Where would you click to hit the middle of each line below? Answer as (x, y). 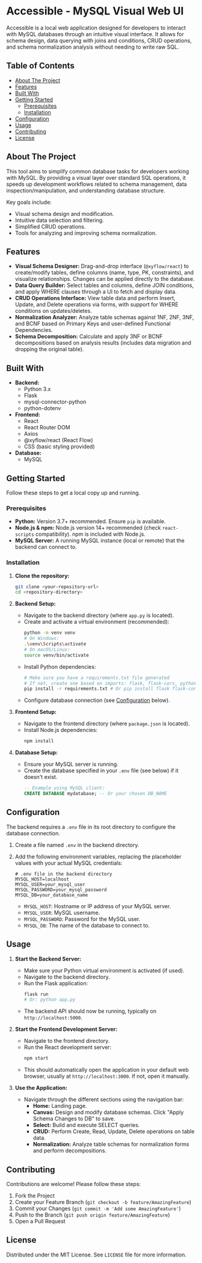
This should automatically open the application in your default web (106, 1070)
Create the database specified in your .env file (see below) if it (101, 770)
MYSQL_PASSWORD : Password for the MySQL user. (82, 919)
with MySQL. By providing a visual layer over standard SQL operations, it (96, 177)
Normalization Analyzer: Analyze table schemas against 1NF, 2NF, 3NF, (104, 318)
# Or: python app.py (50, 1000)
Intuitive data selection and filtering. (59, 220)
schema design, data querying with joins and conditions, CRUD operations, (99, 40)
